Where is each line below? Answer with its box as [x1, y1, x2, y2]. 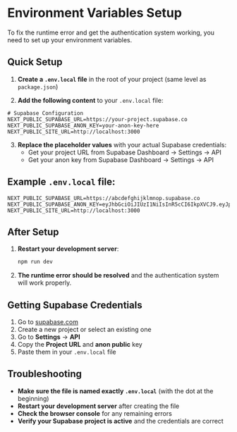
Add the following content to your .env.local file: [17, 96, 164, 104]
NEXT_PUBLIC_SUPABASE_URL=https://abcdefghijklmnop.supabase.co [7, 195, 200, 202]
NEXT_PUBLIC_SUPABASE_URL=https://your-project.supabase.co [7, 116, 188, 123]
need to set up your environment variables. [7, 35, 133, 44]
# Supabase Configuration [7, 109, 83, 117]
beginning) [17, 394, 49, 402]
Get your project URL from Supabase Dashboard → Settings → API [28, 148, 222, 156]
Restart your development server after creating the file [17, 402, 180, 410]
